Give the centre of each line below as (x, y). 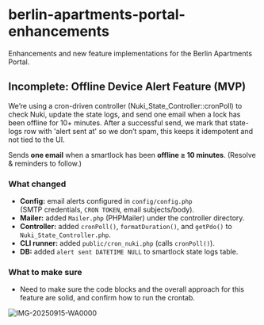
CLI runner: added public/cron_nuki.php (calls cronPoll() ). (117, 243)
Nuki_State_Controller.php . (65, 235)
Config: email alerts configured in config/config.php (106, 201)
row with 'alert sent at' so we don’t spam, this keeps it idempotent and (138, 131)
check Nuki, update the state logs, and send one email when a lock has (124, 114)
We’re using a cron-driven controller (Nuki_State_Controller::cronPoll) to (125, 105)
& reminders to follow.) (45, 163)
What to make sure (45, 272)
